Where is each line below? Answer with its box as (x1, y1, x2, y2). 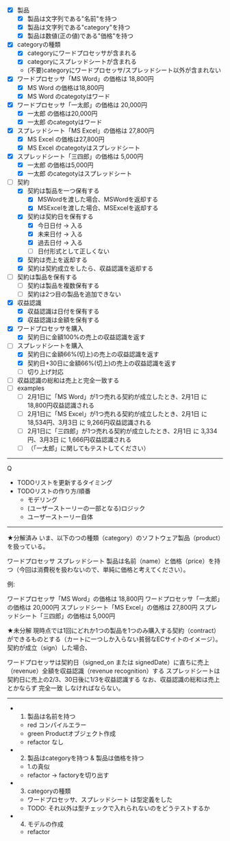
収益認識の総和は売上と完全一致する (16, 376, 120, 384)
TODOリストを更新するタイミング (16, 479, 113, 486)
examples (16, 384, 44, 392)
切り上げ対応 (27, 367, 64, 376)
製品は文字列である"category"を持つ (27, 23, 131, 32)
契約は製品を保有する (16, 273, 77, 281)
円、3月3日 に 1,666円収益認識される (27, 435, 132, 443)
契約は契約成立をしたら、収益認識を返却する (27, 264, 154, 273)
